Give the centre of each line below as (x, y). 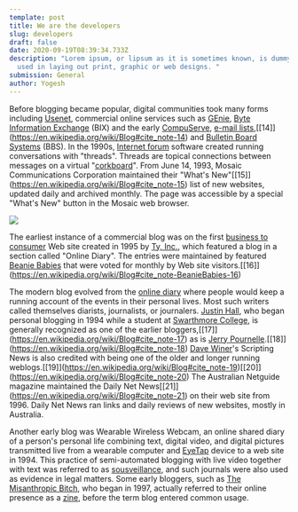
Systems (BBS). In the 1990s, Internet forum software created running (137, 146)
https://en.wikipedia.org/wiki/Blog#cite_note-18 (98, 348)
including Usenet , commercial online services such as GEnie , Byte (130, 118)
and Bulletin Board (223, 137)
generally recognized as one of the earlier (86, 329)
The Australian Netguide (236, 376)
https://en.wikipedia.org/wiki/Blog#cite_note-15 (98, 184)
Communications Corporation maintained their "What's (110, 175)
